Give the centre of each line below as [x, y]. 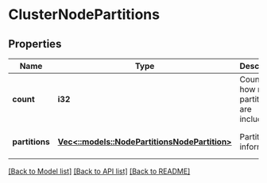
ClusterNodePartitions [84, 15]
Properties [35, 44]
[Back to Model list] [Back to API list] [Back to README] [99, 171]
